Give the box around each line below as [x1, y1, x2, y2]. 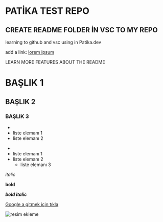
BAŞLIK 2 [5, 97, 36, 106]
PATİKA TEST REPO [5, 5, 89, 17]
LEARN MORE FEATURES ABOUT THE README [5, 59, 106, 65]
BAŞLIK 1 [5, 77, 44, 89]
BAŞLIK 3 [5, 113, 29, 120]
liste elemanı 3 [20, 162, 51, 168]
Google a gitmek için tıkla [5, 201, 59, 207]
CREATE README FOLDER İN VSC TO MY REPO [5, 26, 158, 34]
